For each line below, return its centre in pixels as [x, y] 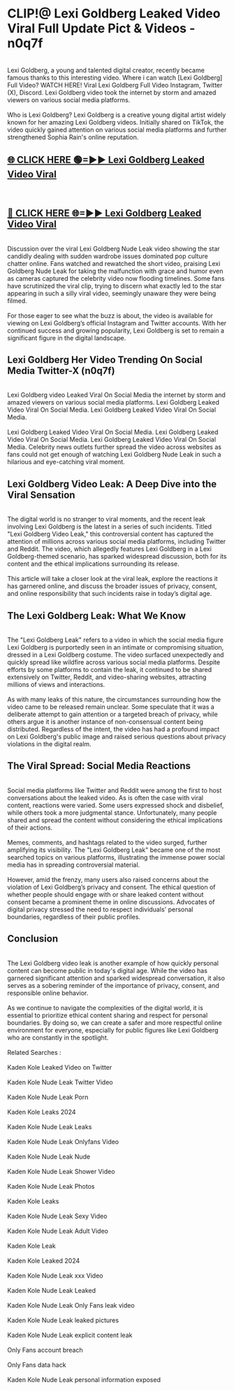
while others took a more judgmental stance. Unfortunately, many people [112, 812]
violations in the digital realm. [50, 744]
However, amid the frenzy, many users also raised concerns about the [108, 879]
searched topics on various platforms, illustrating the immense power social [116, 857]
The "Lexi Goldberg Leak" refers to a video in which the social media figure [115, 640]
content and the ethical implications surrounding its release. [93, 564]
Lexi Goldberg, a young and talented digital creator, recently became [106, 70]
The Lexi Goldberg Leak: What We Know [97, 616]
